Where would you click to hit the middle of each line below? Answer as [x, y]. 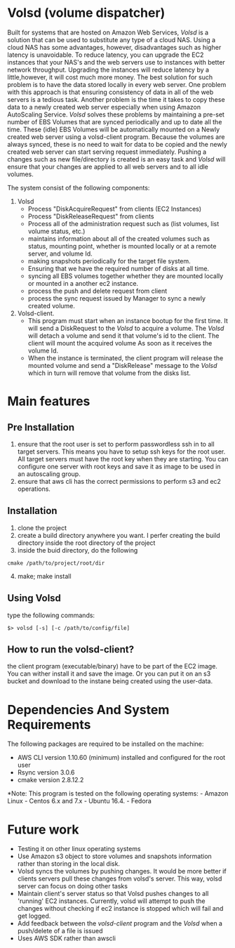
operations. [34, 489]
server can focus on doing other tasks [73, 886]
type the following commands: [51, 615]
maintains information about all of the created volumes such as [119, 238]
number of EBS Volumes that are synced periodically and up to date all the [115, 121]
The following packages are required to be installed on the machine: [106, 744]
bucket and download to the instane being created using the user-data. [110, 681]
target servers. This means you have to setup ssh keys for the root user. [121, 452]
